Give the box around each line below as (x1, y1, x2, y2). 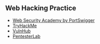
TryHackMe (12, 22, 37, 28)
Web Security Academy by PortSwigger (12, 17, 95, 23)
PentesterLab (12, 33, 41, 39)
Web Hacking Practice (5, 4, 76, 12)
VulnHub (12, 27, 31, 34)
